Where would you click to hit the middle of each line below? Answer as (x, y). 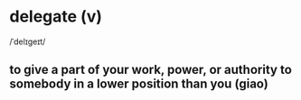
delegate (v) (56, 17)
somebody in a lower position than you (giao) (139, 84)
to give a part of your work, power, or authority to (150, 70)
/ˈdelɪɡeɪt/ (28, 41)
